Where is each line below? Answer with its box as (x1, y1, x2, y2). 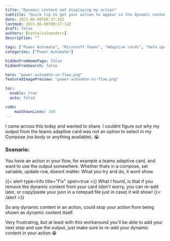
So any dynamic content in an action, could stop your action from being (5, 204, 154, 210)
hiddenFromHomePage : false (5, 58, 62, 64)
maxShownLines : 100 (14, 109, 56, 114)
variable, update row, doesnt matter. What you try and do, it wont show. (5, 168, 154, 174)
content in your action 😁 (5, 230, 57, 236)
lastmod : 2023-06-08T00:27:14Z (5, 21, 71, 27)
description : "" (5, 36, 39, 41)
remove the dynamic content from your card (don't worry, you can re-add (5, 184, 159, 190)
